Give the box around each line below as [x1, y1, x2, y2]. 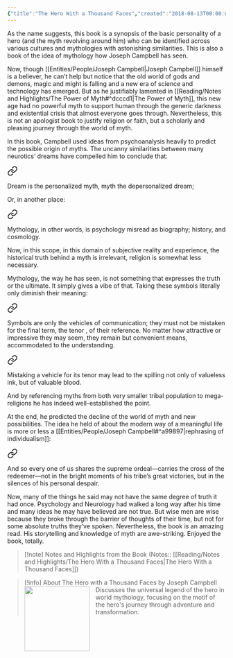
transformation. [95, 607, 140, 616]
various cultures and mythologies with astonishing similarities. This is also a [7, 44, 223, 52]
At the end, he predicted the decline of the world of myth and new [7, 412, 196, 420]
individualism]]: [7, 434, 51, 442]
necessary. [7, 261, 40, 269]
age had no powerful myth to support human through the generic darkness [7, 101, 222, 110]
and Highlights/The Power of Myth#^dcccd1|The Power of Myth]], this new [7, 94, 221, 103]
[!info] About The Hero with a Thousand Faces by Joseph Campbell [24, 578, 217, 587]
